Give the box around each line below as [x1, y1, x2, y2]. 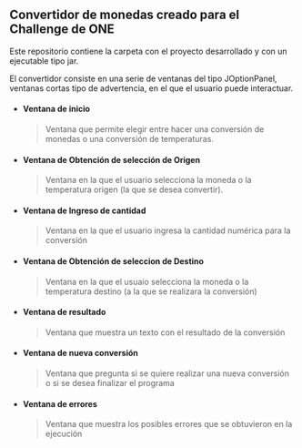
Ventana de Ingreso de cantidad [22, 205, 146, 216]
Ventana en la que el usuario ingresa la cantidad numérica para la [45, 225, 291, 236]
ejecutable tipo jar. [9, 55, 79, 66]
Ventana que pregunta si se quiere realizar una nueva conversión [45, 368, 289, 379]
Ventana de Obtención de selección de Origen [22, 154, 201, 165]
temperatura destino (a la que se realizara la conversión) [45, 286, 257, 297]
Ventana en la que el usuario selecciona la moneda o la [45, 175, 252, 186]
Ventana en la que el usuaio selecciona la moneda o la [45, 276, 249, 287]
